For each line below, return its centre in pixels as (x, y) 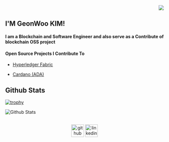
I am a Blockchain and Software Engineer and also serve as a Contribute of (84, 36)
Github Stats (25, 90)
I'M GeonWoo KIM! (35, 24)
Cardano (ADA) (28, 75)
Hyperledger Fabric (33, 64)
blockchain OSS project (30, 42)
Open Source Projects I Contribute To (45, 53)
